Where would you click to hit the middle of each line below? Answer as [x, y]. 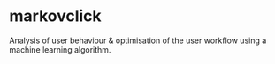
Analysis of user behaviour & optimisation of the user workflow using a [138, 40]
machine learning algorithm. [60, 49]
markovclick [55, 16]
